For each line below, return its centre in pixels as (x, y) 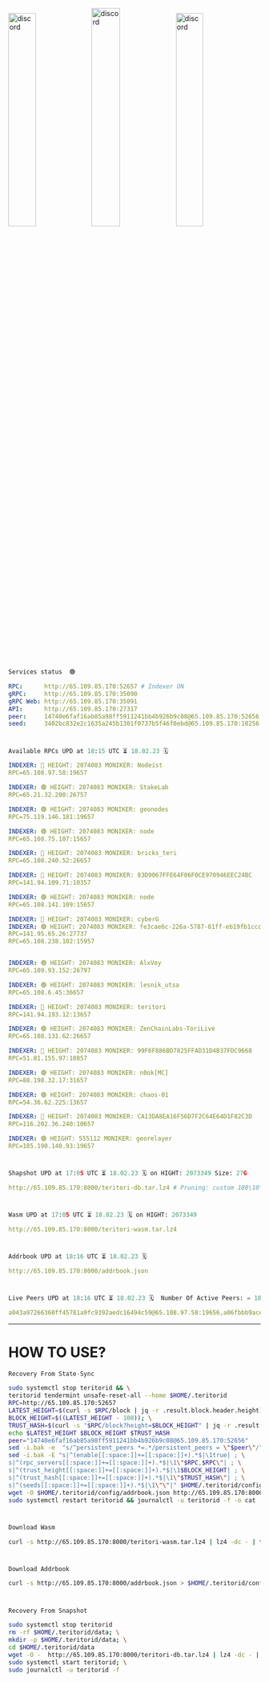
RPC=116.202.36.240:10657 (51, 1124)
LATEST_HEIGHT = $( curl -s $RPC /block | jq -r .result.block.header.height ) (136, 1411)
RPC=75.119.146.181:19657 (51, 817)
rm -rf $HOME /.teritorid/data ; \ (64, 1633)
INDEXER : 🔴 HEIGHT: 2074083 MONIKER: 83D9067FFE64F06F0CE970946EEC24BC (130, 875)
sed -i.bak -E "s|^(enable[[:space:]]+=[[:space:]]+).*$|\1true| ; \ (127, 1456)
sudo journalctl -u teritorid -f (64, 1670)
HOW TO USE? (57, 1352)
